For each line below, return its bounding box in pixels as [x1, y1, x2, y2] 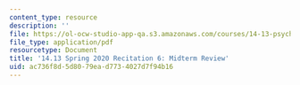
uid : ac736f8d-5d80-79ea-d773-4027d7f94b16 [9, 63, 174, 72]
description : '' [9, 21, 70, 30]
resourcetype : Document [9, 46, 98, 55]
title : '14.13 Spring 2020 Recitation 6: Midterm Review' [9, 54, 229, 63]
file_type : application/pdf [9, 37, 114, 47]
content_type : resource [9, 12, 98, 22]
